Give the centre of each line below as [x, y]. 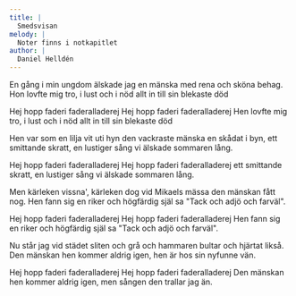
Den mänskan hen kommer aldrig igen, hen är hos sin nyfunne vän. [133, 255]
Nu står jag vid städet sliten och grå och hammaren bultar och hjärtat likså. [147, 245]
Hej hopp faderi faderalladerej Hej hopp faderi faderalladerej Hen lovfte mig [148, 111]
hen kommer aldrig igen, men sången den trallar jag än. [111, 282]
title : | [25, 17]
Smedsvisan [38, 26]
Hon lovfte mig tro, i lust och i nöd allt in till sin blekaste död [119, 94]
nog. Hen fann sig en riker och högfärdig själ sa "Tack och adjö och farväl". [148, 201]
